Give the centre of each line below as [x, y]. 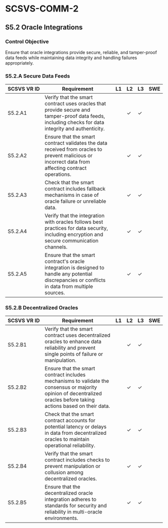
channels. [56, 247]
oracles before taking [70, 400]
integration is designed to [74, 268]
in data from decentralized [75, 433]
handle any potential [68, 274]
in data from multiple [69, 287]
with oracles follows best [74, 222]
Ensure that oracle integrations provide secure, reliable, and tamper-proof [81, 52]
